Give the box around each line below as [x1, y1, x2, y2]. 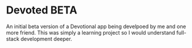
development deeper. [20, 35, 72, 42]
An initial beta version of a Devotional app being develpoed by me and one [6, 23, 186, 30]
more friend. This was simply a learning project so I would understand [6, 29, 176, 36]
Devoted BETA [6, 4, 78, 17]
